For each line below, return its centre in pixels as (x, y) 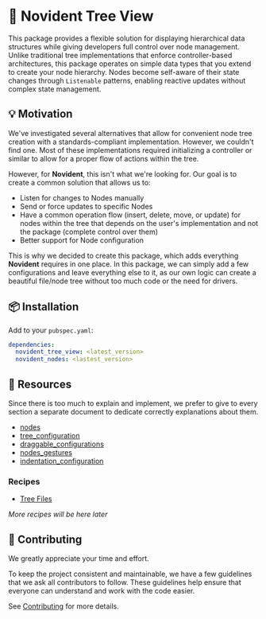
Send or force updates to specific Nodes (86, 206)
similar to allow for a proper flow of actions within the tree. (104, 158)
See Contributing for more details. (64, 606)
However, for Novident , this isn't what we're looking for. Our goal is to (122, 173)
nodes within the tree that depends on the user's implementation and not (139, 223)
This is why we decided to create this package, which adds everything (123, 255)
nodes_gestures (46, 452)
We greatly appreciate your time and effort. (79, 559)
